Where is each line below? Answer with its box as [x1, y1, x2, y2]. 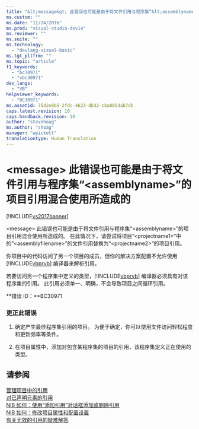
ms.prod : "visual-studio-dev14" [6, 25, 86, 31]
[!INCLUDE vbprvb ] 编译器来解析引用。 [6, 259, 100, 267]
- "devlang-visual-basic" [11, 47, 76, 53]
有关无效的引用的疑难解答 [6, 416, 69, 423]
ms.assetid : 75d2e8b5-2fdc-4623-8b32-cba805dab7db [6, 102, 134, 109]
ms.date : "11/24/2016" [6, 20, 62, 26]
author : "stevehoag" [6, 119, 57, 125]
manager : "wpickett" [6, 130, 57, 136]
